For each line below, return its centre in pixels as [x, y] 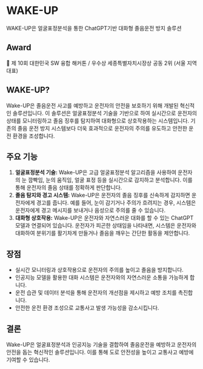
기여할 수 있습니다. [28, 360]
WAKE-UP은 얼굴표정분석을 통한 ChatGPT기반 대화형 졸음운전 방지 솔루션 [94, 28]
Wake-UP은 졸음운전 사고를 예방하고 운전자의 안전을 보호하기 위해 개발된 [92, 105]
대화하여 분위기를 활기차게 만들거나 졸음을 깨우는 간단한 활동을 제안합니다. [102, 233]
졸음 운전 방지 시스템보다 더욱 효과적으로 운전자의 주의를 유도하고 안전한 [102, 128]
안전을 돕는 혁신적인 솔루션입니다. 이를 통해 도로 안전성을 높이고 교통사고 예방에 [100, 352]
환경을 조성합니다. [34, 136]
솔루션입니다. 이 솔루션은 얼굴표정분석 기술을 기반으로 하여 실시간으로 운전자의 [105, 113]
